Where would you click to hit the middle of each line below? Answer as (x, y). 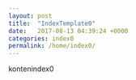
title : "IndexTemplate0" (52, 23)
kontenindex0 (31, 69)
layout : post (30, 16)
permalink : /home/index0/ (52, 46)
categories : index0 (41, 38)
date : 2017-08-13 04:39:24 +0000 (68, 31)
